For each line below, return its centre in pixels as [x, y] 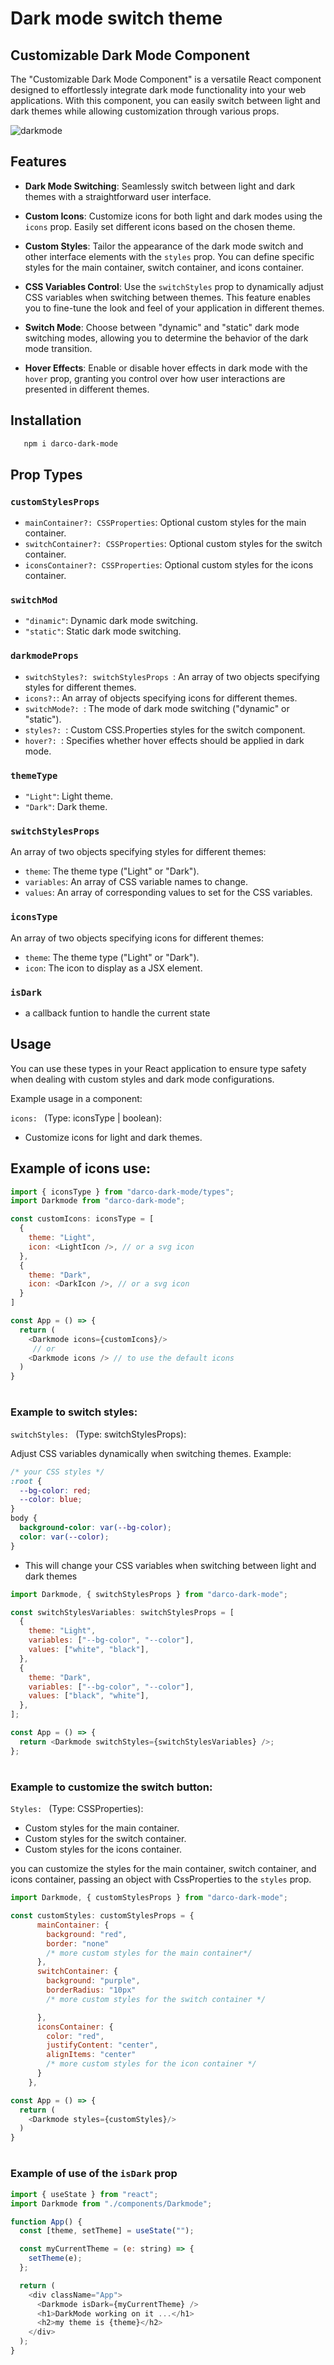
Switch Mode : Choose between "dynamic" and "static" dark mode [162, 327]
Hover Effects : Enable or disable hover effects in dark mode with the [166, 368]
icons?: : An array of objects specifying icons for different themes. [161, 698]
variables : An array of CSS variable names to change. [136, 882]
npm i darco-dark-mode [70, 443]
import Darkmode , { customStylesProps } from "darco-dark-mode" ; [149, 1898]
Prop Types [46, 474]
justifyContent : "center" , [102, 2045]
